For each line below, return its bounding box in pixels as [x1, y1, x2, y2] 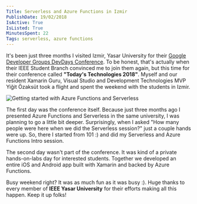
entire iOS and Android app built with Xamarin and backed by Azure [6, 161, 169, 168]
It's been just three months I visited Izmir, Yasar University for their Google [6, 52, 186, 59]
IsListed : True [6, 25, 44, 31]
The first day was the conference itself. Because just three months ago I [6, 106, 181, 113]
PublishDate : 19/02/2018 [6, 14, 67, 20]
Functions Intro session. [6, 138, 64, 144]
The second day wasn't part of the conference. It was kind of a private [6, 149, 178, 156]
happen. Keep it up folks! [6, 192, 66, 198]
